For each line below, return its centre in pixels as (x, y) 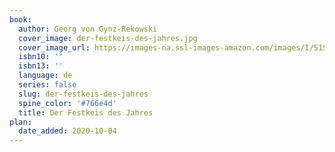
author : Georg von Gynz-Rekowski (88, 29)
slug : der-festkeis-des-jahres (83, 94)
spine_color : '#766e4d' (67, 103)
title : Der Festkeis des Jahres (86, 112)
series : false (47, 85)
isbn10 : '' (41, 57)
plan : (20, 122)
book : (20, 19)
